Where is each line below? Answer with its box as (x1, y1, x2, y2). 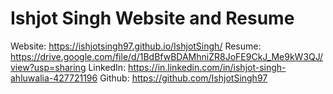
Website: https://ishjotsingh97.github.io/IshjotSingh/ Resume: (10, 40, 262, 52)
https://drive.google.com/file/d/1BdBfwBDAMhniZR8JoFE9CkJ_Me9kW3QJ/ (10, 50, 324, 62)
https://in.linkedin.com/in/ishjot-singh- (128, 61, 287, 73)
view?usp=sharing (10, 61, 87, 73)
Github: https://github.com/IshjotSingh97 (99, 72, 268, 84)
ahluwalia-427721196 (10, 72, 98, 84)
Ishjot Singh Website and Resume (10, 7, 295, 30)
